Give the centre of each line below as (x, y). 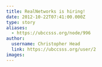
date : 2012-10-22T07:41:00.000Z (46, 17)
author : (16, 38)
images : (16, 55)
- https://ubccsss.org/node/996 (51, 33)
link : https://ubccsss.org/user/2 (54, 50)
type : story (21, 22)
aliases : (17, 28)
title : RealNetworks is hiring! (46, 11)
